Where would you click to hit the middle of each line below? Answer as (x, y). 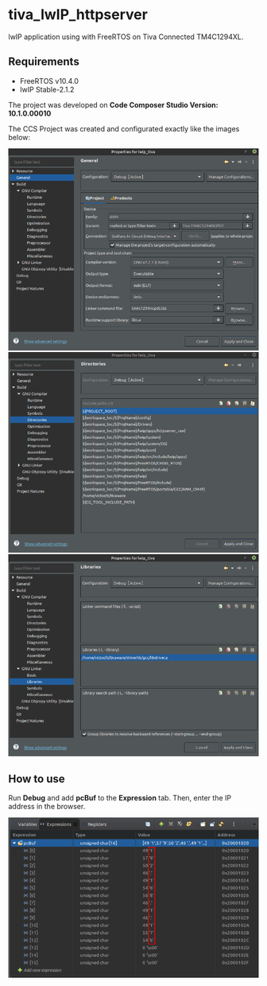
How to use (37, 779)
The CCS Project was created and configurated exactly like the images (124, 128)
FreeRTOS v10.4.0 (49, 80)
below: (19, 137)
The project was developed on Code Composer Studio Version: (113, 104)
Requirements (44, 62)
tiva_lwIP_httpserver (78, 15)
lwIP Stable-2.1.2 (47, 89)
